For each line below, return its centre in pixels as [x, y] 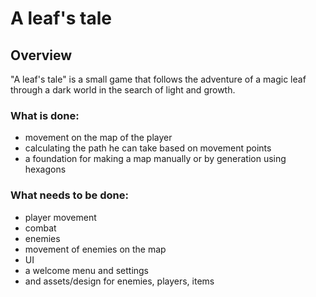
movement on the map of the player [98, 138]
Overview [41, 55]
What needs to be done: [69, 195]
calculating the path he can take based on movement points [148, 148]
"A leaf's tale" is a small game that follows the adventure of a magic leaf [158, 79]
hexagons [45, 169]
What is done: [45, 115]
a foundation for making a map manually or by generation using [155, 159]
